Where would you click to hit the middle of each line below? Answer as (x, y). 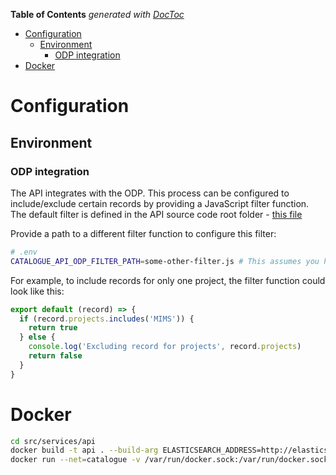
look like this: (37, 291)
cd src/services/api (53, 441)
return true (53, 328)
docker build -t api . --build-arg (84, 450)
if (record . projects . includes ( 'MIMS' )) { (107, 319)
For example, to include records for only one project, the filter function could (168, 280)
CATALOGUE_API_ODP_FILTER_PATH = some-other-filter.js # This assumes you (165, 261)
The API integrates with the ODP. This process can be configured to (150, 193)
